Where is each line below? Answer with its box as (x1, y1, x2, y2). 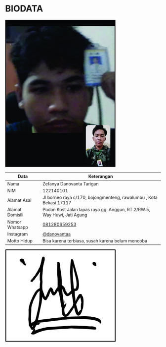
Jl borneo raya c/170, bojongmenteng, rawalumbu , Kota (42, 194, 158, 201)
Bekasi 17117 (42, 200, 72, 206)
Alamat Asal (7, 197, 32, 203)
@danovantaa (42, 231, 71, 237)
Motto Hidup (7, 238, 33, 244)
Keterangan (88, 173, 113, 179)
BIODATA (5, 3, 43, 14)
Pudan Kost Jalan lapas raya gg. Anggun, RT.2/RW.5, (42, 207, 151, 213)
